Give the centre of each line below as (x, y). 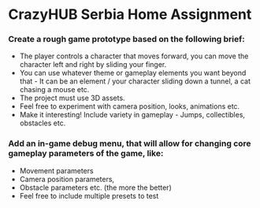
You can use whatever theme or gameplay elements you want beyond (133, 73)
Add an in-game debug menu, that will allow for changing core (130, 143)
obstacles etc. (43, 123)
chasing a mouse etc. (54, 90)
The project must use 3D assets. (72, 98)
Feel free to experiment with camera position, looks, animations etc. (130, 106)
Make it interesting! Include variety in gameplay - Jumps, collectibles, (132, 115)
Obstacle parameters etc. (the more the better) (95, 188)
